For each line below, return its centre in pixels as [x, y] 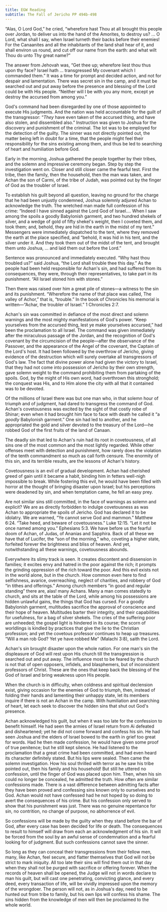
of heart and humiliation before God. [42, 149]
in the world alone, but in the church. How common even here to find [76, 575]
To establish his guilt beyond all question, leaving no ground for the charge [82, 195]
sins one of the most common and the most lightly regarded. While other [80, 445]
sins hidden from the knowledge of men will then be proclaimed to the [77, 900]
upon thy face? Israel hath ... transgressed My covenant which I [70, 70]
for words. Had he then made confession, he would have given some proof [82, 742]
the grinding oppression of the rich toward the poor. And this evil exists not [82, 570]
